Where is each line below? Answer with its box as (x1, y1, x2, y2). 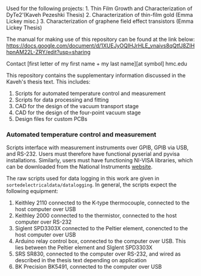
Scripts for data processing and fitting (14, 96, 109, 103)
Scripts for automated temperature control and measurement (14, 90, 166, 97)
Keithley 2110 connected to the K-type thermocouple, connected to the (14, 199, 190, 206)
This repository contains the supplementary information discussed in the (6, 72, 186, 79)
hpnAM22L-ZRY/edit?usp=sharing (6, 49, 91, 56)
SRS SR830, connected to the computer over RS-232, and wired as (14, 250, 181, 257)
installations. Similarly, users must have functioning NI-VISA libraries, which (6, 157, 193, 164)
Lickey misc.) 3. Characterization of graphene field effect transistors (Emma (6, 17, 194, 25)
